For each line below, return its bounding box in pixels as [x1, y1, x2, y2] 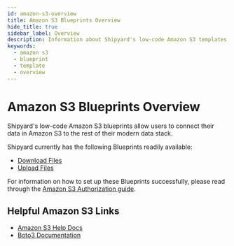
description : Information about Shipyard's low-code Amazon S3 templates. [7, 36, 230, 43]
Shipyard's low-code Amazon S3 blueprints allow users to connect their [7, 122, 215, 130]
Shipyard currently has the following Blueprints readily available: [7, 143, 193, 151]
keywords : [7, 43, 36, 50]
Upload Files [17, 164, 54, 172]
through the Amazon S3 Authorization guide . [7, 184, 137, 193]
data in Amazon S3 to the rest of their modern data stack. [7, 129, 173, 138]
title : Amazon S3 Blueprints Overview [7, 17, 121, 24]
